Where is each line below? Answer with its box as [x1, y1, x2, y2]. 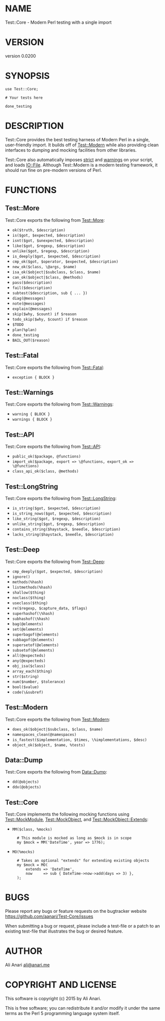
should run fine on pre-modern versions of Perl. [5, 167, 102, 173]
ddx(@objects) [12, 785, 41, 790]
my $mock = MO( [17, 862, 48, 867]
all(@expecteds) [12, 653, 46, 658]
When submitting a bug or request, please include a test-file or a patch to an [5, 923, 160, 929]
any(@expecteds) [12, 658, 46, 663]
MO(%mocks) [12, 850, 35, 855]
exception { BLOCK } [12, 375, 55, 380]
